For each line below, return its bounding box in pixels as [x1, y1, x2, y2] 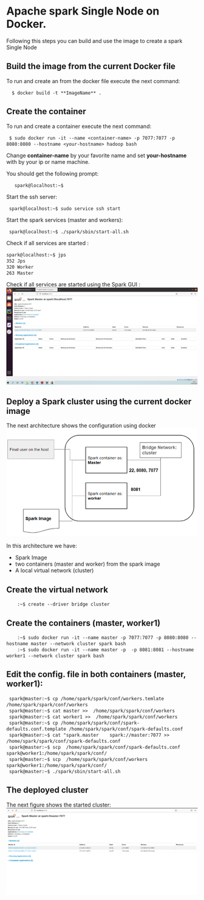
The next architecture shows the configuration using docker [6, 422, 157, 429]
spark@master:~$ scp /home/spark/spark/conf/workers [8, 756, 148, 762]
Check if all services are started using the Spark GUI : [6, 280, 141, 288]
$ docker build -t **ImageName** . [12, 90, 102, 96]
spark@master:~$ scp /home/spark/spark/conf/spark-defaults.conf [8, 744, 181, 750]
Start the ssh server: [6, 193, 58, 200]
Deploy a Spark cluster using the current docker [6, 396, 192, 407]
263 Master [6, 270, 34, 276]
